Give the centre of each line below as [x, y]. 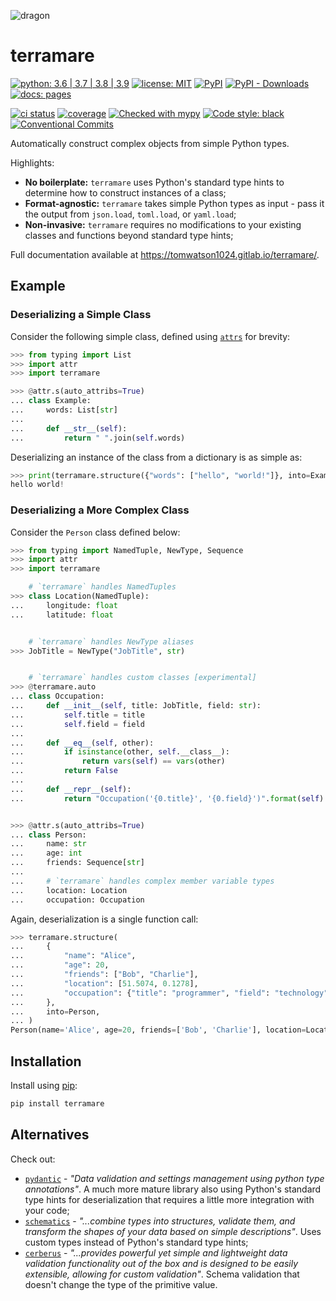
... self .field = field [77, 724]
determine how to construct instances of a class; [125, 192]
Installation [46, 1061]
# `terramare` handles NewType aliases [111, 641]
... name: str [48, 844]
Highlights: [32, 162]
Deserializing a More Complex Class [100, 510]
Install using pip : [44, 1085]
